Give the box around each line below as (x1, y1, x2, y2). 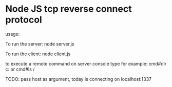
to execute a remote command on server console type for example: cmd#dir (5, 60, 167, 67)
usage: (5, 31, 20, 37)
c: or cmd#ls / (5, 66, 35, 72)
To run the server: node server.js (5, 40, 74, 47)
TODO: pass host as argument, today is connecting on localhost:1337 (5, 76, 151, 82)
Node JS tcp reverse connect (5, 3, 132, 15)
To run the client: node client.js (5, 51, 71, 57)
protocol (5, 14, 42, 26)
